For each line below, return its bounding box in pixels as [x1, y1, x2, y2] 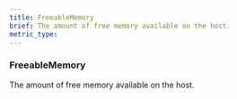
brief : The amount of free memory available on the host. [9, 21, 231, 30]
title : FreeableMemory [9, 12, 94, 22]
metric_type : [9, 29, 58, 38]
